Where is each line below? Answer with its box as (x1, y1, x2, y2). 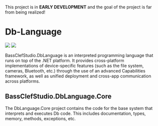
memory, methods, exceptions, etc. (5, 115, 76, 121)
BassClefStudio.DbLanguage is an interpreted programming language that (5, 52, 154, 58)
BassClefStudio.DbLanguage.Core (5, 92, 112, 101)
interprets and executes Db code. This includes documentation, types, (5, 110, 146, 116)
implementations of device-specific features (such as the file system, (5, 63, 144, 69)
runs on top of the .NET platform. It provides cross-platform (5, 57, 124, 63)
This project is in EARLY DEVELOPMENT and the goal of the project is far (5, 4, 152, 10)
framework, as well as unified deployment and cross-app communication (5, 73, 152, 79)
